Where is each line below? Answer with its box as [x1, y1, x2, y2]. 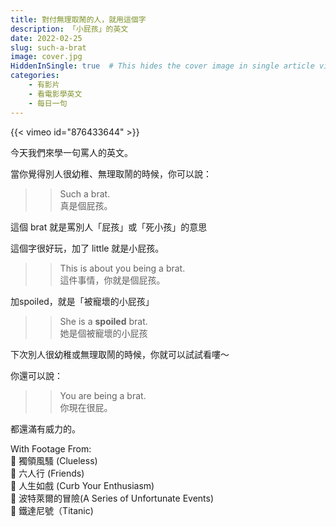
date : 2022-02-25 [10, 33, 83, 43]
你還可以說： [10, 369, 63, 381]
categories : [10, 71, 60, 81]
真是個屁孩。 [59, 199, 113, 211]
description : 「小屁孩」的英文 [10, 24, 129, 34]
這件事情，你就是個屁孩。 [59, 274, 166, 286]
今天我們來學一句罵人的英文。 [10, 146, 133, 158]
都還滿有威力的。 [10, 422, 81, 435]
